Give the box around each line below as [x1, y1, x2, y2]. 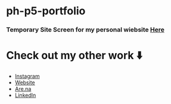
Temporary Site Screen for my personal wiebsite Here [6, 26, 165, 34]
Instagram [14, 73, 40, 80]
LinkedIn [14, 91, 36, 99]
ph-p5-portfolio [6, 4, 86, 18]
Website [14, 79, 36, 86]
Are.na [14, 85, 32, 93]
